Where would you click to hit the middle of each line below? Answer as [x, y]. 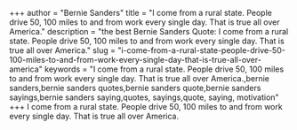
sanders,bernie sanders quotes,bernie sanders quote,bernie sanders [135, 88]
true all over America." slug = [62, 50]
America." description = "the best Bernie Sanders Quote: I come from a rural [149, 31]
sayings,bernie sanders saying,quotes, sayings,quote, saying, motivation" [144, 97]
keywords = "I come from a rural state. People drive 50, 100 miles [164, 69]
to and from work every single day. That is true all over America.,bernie [139, 78]
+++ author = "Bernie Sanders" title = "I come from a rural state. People [141, 13]
